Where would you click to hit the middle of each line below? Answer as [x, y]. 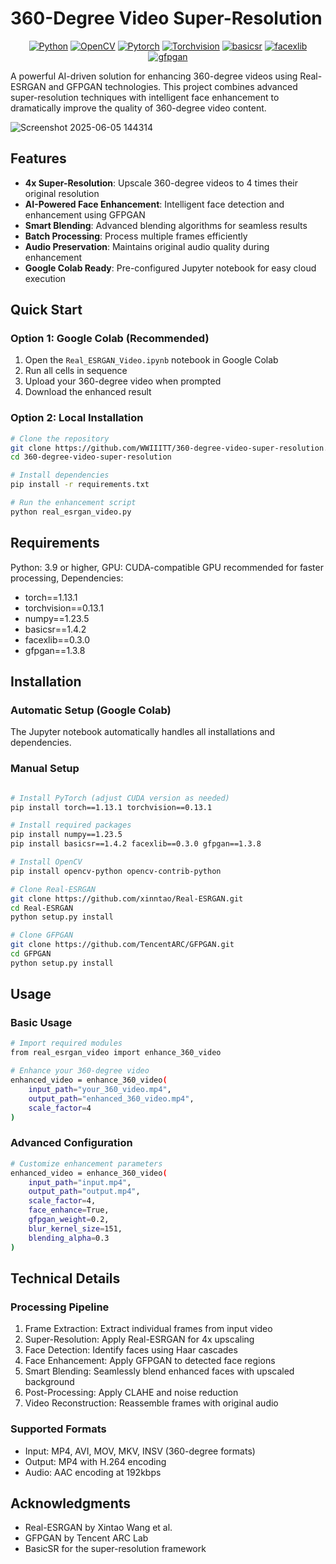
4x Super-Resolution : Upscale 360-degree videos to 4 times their [161, 183]
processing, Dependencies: [67, 578]
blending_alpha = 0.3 [69, 1238]
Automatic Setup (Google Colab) [91, 710]
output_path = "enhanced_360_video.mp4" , [111, 1098]
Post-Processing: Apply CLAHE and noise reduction [131, 1393]
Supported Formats [58, 1429]
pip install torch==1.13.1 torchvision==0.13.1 [111, 807]
